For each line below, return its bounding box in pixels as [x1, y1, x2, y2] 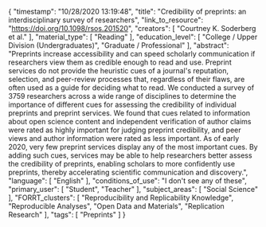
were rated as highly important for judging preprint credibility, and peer [8, 125, 241, 135]
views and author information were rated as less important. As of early [8, 134, 240, 143]
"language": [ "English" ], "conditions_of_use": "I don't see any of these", [8, 176, 247, 186]
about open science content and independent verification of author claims [8, 117, 252, 126]
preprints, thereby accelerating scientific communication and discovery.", [8, 167, 248, 177]
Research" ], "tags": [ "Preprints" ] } [8, 210, 126, 219]
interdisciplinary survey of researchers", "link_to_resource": [8, 15, 204, 25]
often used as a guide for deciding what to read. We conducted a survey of [8, 83, 255, 92]
